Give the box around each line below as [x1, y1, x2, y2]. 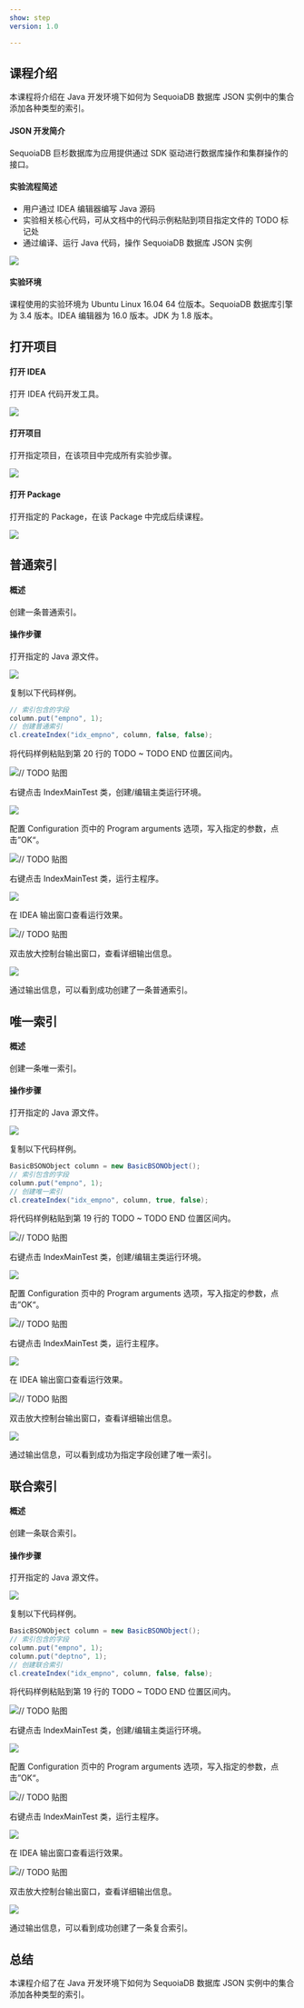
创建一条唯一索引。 [9, 1063, 82, 1074]
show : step [9, 13, 51, 23]
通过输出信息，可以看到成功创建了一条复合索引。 [9, 1923, 192, 1933]
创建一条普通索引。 [9, 606, 82, 617]
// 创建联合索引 [9, 1660, 63, 1669]
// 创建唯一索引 [9, 1187, 63, 1196]
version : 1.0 [9, 22, 59, 31]
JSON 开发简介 [9, 125, 66, 136]
